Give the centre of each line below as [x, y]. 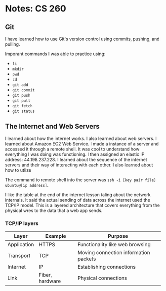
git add [20, 85]
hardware [50, 281]
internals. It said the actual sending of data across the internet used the [78, 200]
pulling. [13, 44]
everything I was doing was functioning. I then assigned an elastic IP [75, 154]
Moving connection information [114, 253]
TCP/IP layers [22, 223]
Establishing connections [106, 267]
